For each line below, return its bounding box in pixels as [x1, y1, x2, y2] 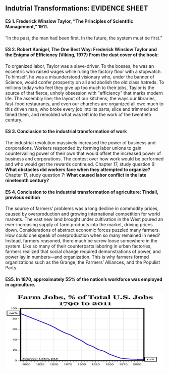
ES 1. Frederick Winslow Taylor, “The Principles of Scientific [5, 18, 134, 24]
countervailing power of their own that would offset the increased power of [5, 150, 161, 156]
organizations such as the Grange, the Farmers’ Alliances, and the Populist [5, 259, 160, 265]
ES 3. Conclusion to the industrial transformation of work [5, 129, 127, 135]
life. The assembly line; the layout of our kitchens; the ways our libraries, [5, 95, 156, 101]
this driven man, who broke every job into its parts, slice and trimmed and [5, 106, 158, 112]
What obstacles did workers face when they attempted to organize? [5, 167, 150, 173]
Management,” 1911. [5, 23, 49, 29]
